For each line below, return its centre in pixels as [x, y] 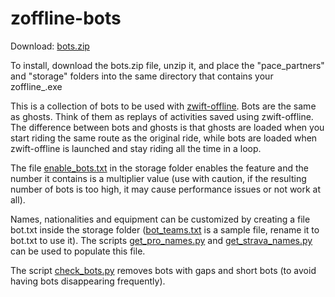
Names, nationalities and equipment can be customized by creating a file [160, 219]
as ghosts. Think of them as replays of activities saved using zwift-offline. [162, 116]
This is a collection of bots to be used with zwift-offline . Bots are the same [163, 106]
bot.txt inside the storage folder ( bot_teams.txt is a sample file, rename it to [165, 229]
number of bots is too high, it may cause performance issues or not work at [166, 189]
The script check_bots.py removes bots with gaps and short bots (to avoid [163, 270]
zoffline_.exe [36, 86]
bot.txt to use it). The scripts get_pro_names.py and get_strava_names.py [161, 240]
